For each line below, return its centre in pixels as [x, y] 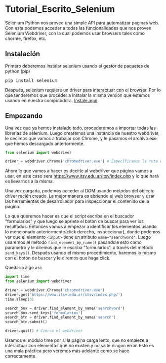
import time [17, 277]
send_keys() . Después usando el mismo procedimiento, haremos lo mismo [81, 253]
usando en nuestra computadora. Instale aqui [51, 100]
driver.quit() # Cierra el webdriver [44, 331]
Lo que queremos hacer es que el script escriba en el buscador [70, 216]
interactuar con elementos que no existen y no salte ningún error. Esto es [80, 346]
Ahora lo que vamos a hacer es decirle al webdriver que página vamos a [79, 171]
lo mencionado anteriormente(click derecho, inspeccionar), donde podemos [83, 232]
